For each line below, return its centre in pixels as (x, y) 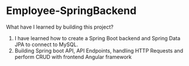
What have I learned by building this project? (60, 27)
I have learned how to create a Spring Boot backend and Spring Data (97, 38)
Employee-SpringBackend (71, 11)
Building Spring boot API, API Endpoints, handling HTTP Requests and (99, 50)
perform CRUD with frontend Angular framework (73, 57)
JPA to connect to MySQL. (46, 44)
